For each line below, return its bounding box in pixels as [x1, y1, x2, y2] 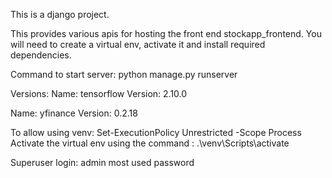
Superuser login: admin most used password [10, 157, 195, 168]
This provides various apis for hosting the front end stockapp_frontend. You [10, 28, 322, 39]
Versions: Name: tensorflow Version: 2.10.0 [10, 88, 188, 99]
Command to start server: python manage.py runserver [10, 69, 238, 80]
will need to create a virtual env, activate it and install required [10, 39, 266, 50]
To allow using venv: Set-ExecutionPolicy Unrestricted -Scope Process [10, 127, 302, 138]
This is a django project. [10, 9, 110, 20]
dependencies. [10, 49, 72, 61]
